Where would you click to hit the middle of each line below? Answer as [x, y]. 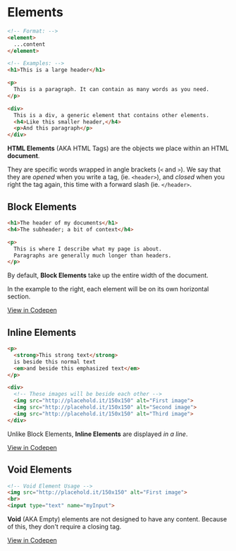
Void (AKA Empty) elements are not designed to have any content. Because [117, 519]
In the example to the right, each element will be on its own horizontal [108, 289]
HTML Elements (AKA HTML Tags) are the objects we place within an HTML [118, 148]
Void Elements [40, 470]
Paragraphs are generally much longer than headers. [93, 255]
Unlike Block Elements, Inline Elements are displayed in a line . [98, 434]
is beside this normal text [55, 362]
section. [19, 296]
